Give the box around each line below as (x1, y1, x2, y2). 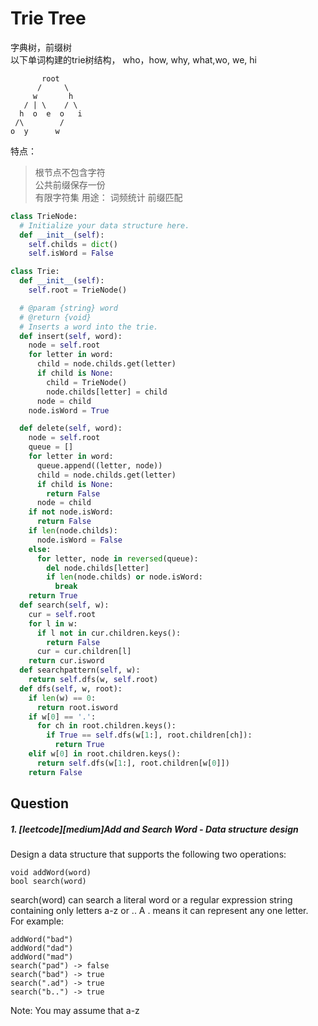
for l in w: (28, 618, 78, 629)
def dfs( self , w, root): (19, 683, 123, 694)
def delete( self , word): (19, 423, 123, 434)
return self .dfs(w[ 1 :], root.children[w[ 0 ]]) (36, 758, 230, 768)
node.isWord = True (28, 405, 110, 416)
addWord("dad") (10, 943, 74, 954)
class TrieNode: (10, 211, 78, 221)
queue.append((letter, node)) (36, 460, 163, 471)
